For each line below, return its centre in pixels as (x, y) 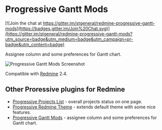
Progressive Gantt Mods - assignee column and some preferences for (85, 117)
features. (22, 112)
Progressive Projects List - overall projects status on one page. (77, 101)
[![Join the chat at (24, 23)
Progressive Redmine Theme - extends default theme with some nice (84, 107)
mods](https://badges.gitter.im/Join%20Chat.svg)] (58, 28)
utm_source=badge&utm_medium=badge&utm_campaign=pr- (69, 39)
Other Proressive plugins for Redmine (65, 90)
